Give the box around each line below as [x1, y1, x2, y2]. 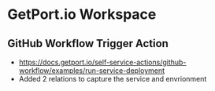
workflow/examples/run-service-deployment [18, 66, 165, 75]
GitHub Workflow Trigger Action [7, 37, 169, 50]
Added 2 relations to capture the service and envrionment [18, 75, 207, 83]
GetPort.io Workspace [7, 5, 157, 24]
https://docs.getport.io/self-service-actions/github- [18, 57, 187, 67]
